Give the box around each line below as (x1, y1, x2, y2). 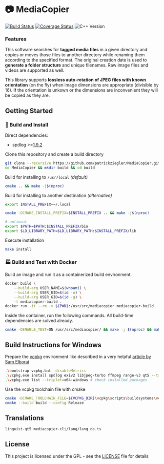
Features (5, 35, 27, 42)
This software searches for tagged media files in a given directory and (5, 47, 147, 53)
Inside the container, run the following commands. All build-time (5, 313, 134, 318)
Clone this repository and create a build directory (5, 151, 104, 157)
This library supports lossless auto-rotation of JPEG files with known (5, 77, 146, 83)
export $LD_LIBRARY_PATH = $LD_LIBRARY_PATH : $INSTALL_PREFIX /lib (5, 229, 137, 233)
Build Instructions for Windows (5, 340, 102, 349)
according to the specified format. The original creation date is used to (5, 57, 147, 63)
